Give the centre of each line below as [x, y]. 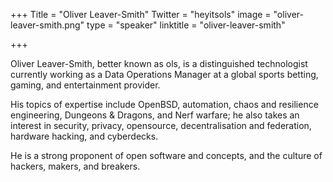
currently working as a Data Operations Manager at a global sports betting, [164, 74]
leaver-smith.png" [47, 25]
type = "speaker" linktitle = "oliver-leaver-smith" [186, 25]
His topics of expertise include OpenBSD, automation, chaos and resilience [164, 104]
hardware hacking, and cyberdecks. [84, 136]
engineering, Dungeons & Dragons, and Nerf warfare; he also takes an [155, 115]
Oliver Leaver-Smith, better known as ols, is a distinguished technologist [159, 63]
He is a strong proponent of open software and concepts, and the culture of [166, 155]
